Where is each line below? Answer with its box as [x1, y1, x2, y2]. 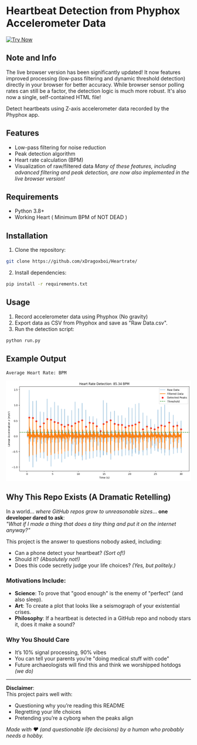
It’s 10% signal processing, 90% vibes [14, 649, 107, 656]
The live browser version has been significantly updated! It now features [6, 69, 181, 76]
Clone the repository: [14, 247, 66, 254]
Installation [6, 231, 48, 241]
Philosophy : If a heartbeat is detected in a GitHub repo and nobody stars [14, 615, 191, 622]
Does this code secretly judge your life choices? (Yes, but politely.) [14, 562, 176, 569]
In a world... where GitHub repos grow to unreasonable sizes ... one [6, 508, 168, 515]
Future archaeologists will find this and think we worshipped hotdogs [14, 662, 181, 669]
